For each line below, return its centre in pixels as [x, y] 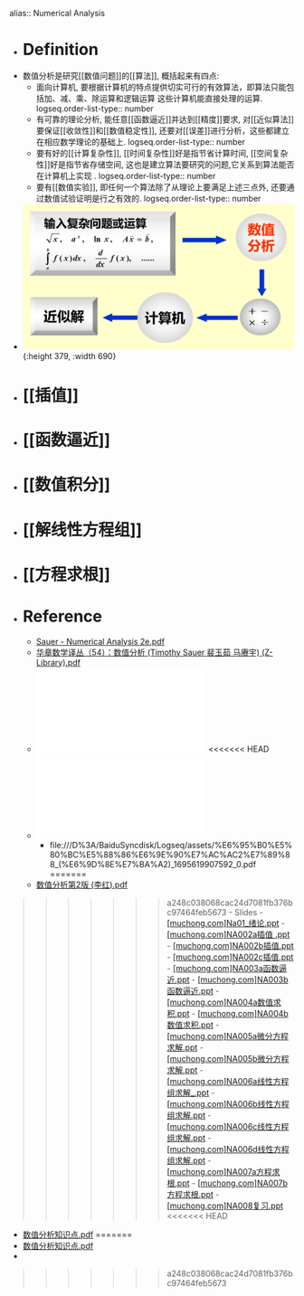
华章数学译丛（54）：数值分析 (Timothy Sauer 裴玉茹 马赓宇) [148, 652]
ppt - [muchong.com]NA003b [233, 979]
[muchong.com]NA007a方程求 [223, 1171]
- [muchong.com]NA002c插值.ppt [230, 957]
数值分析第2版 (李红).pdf [82, 884]
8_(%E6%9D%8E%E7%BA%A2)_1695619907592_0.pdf [152, 864]
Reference [62, 616]
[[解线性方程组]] [82, 530]
